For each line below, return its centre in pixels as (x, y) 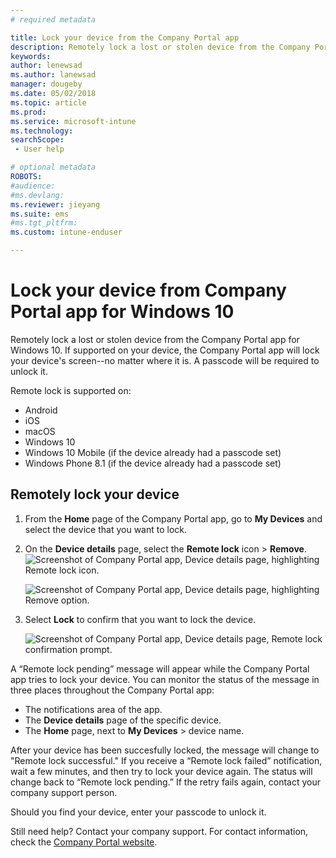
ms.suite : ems (40, 214)
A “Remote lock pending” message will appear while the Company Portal (160, 668)
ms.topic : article (48, 102)
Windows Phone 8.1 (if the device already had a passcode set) (153, 463)
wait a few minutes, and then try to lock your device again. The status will (161, 771)
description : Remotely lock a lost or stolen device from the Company (160, 47)
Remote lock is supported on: (71, 390)
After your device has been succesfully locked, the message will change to (165, 750)
